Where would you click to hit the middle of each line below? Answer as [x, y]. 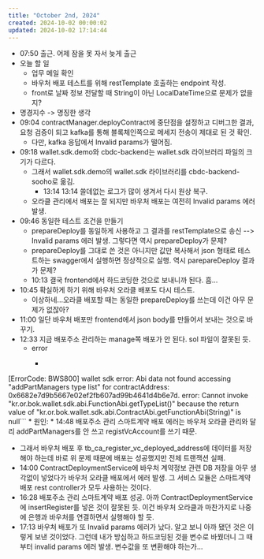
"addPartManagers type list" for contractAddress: [89, 387]
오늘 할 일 [34, 63]
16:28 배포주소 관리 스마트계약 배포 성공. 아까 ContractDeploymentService [136, 498]
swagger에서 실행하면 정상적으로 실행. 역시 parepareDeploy [146, 260]
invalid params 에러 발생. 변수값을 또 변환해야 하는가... [119, 547]
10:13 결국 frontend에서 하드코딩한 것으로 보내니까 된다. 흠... [125, 280]
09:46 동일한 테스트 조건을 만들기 [71, 221]
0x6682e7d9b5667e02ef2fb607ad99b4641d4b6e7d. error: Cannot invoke [128, 396]
